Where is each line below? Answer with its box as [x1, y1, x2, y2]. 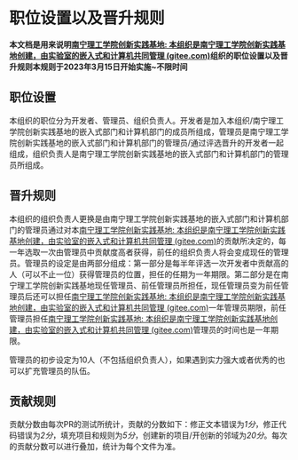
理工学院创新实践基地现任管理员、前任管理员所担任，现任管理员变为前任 [16, 280, 281, 290]
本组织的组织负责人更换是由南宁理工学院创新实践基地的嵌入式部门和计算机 [9, 213, 281, 224]
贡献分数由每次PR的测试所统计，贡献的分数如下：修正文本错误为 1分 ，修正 [9, 419, 279, 430]
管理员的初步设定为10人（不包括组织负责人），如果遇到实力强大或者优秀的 [9, 354, 278, 365]
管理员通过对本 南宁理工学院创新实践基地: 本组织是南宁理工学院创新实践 [24, 224, 286, 235]
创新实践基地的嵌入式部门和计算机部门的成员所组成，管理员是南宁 [24, 126, 266, 137]
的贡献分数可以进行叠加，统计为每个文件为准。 [9, 441, 180, 452]
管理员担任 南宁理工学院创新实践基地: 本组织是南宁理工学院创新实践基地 [9, 313, 271, 324]
